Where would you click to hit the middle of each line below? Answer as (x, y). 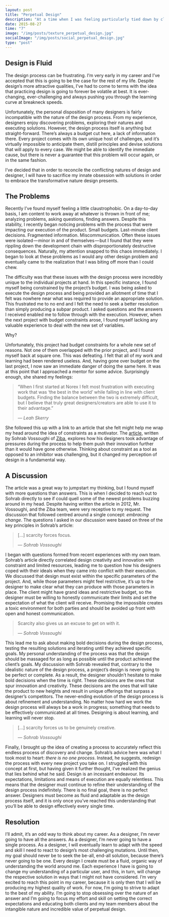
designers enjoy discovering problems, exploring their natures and (74, 123)
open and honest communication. (40, 614)
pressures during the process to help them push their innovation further (79, 444)
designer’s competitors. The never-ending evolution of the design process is (84, 697)
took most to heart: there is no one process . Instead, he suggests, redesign (83, 758)
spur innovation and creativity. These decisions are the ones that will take (81, 686)
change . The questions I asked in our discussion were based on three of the (84, 520)
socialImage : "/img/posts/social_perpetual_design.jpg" (65, 38)
